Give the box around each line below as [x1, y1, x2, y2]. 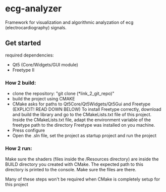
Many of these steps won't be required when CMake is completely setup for [5, 176, 160, 182]
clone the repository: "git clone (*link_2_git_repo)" [12, 91, 115, 96]
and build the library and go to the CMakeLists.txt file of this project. [12, 112, 152, 118]
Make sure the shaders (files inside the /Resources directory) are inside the [5, 156, 159, 162]
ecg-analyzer [5, 3, 62, 14]
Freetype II [12, 67, 35, 73]
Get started [5, 39, 41, 48]
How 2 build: [5, 79, 36, 86]
